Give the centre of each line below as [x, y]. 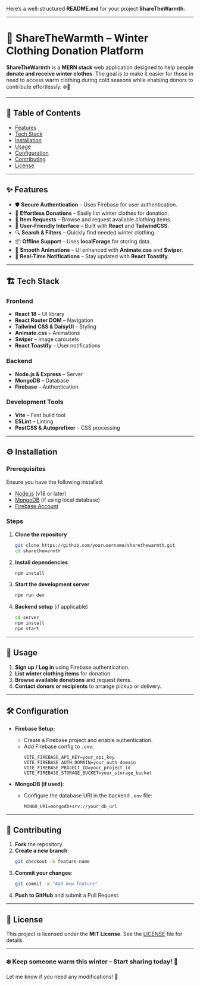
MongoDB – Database [42, 380]
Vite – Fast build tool [40, 415]
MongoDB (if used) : [39, 784]
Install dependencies [41, 562]
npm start [27, 629]
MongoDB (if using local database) [57, 500]
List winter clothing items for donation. [63, 673]
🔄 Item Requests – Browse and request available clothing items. [93, 219]
